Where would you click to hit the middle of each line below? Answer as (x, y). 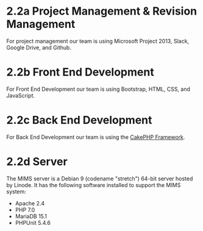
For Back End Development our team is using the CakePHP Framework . (96, 137)
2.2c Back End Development (79, 120)
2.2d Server (37, 162)
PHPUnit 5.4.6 (33, 222)
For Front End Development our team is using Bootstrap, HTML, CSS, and (98, 89)
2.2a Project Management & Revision (102, 11)
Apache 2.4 (30, 203)
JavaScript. (21, 95)
